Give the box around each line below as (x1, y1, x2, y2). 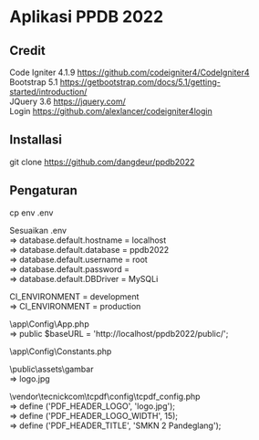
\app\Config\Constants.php (9, 345, 112, 357)
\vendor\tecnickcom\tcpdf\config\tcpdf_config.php (9, 391, 201, 402)
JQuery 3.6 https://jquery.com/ (9, 96, 126, 107)
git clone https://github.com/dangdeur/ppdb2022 (9, 156, 195, 167)
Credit (9, 43, 46, 58)
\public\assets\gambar (9, 363, 94, 374)
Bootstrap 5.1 (9, 77, 58, 88)
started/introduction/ (9, 87, 88, 97)
